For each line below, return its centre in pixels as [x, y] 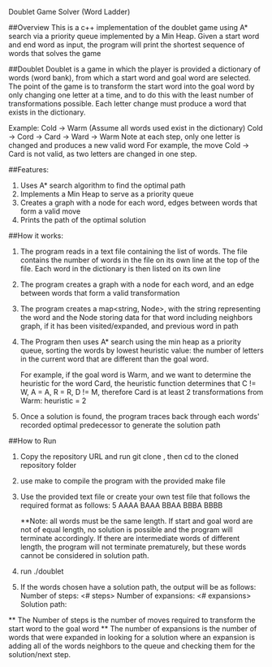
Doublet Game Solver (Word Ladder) [69, 12]
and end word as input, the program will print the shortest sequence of [127, 45]
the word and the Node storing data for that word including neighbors [136, 317]
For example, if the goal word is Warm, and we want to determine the [136, 375]
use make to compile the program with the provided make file [123, 481]
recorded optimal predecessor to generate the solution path [120, 425]
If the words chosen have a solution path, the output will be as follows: [138, 587]
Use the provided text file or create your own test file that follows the [135, 496]
